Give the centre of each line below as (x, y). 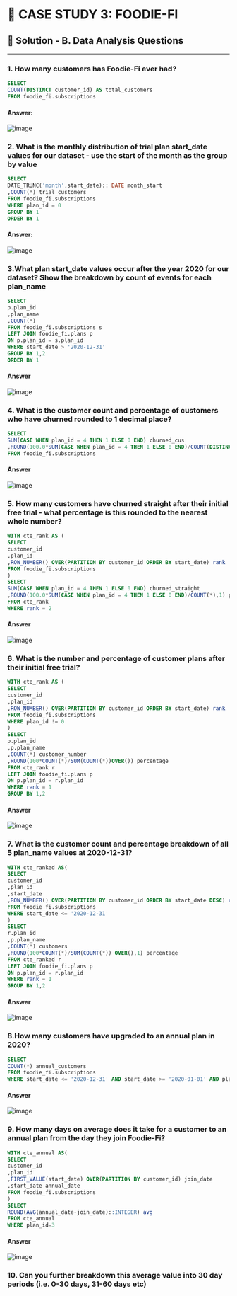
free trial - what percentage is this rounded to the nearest (108, 512)
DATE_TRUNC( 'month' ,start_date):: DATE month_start (85, 186)
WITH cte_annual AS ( (38, 1153)
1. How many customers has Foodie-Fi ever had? (92, 69)
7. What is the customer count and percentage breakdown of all (118, 844)
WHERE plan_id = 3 (31, 1225)
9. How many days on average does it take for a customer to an (117, 1130)
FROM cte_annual (31, 1219)
